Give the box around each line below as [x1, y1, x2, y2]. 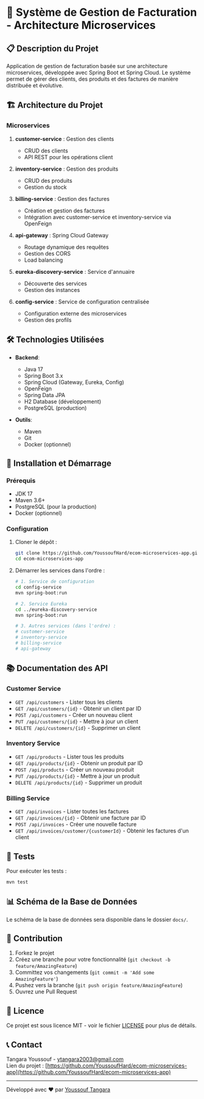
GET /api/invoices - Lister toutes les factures [15, 808, 129, 815]
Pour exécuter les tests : [6, 867, 67, 874]
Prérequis [6, 476, 36, 485]
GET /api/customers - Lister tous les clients [15, 698, 123, 706]
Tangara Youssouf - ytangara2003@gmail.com [6, 1056, 124, 1063]
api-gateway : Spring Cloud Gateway [15, 231, 109, 239]
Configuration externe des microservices [24, 310, 127, 317]
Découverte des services [24, 279, 87, 287]
